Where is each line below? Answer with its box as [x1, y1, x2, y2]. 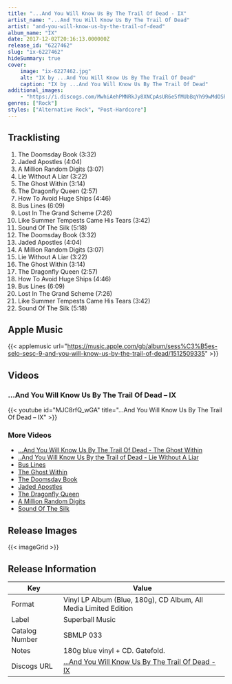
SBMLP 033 [63, 630, 103, 640]
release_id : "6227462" [8, 42, 73, 49]
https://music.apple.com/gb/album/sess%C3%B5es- [67, 342, 218, 350]
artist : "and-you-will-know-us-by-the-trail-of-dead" [8, 23, 166, 30]
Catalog [11, 625, 37, 635]
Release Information [8, 563, 97, 574]
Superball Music [63, 614, 116, 624]
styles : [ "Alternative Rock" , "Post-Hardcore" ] [8, 106, 147, 113]
